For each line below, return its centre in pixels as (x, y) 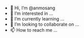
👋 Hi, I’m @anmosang (33, 8)
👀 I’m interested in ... (32, 13)
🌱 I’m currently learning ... (37, 19)
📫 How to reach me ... (34, 30)
